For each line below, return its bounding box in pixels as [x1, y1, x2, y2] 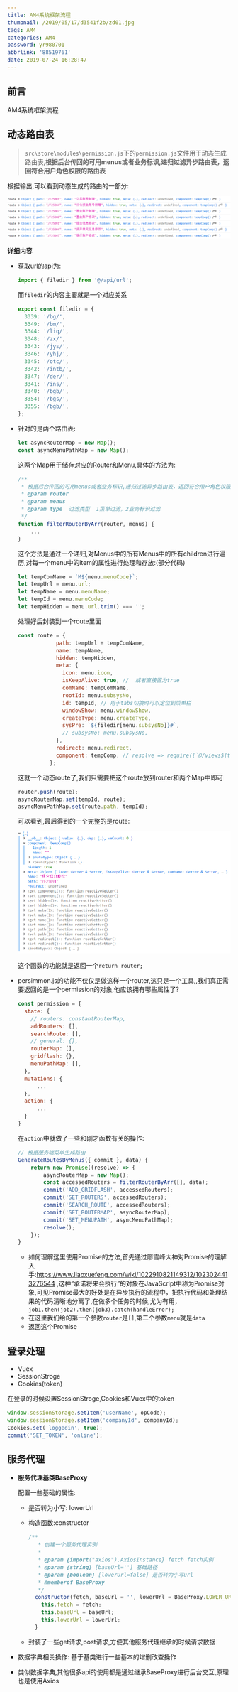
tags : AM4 [7, 26, 37, 33]
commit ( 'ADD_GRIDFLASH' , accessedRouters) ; [43, 1187, 174, 1194]
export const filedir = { [17, 306, 94, 313]
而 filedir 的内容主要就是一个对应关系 [17, 290, 127, 298]
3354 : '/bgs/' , [24, 395, 69, 403]
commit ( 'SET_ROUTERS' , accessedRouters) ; [43, 1194, 168, 1201]
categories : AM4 [7, 34, 55, 41]
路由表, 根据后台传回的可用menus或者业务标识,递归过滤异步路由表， [24, 157, 223, 166]
